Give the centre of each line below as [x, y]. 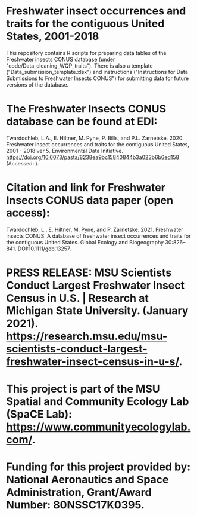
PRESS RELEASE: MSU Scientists [89, 272]
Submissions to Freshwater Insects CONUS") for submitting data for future [98, 78]
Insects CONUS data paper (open [90, 200]
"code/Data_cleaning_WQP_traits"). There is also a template [79, 65]
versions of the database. [37, 84]
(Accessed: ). [23, 163]
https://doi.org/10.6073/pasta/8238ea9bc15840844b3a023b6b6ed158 [93, 157]
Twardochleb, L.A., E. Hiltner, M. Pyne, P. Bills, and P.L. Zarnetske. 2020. [95, 138]
